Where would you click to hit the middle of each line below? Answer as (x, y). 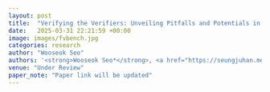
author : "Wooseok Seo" (46, 53)
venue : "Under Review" (46, 68)
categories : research (45, 46)
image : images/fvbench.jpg (53, 38)
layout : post (30, 16)
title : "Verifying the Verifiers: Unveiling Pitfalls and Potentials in (135, 23)
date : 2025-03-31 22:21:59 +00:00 (70, 30)
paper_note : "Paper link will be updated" (80, 75)
